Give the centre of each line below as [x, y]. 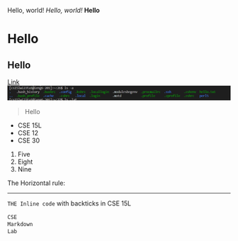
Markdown [20, 224]
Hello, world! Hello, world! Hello [54, 10]
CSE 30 [29, 140]
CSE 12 [28, 133]
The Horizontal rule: [36, 183]
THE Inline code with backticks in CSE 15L [69, 203]
